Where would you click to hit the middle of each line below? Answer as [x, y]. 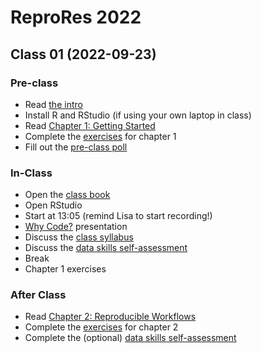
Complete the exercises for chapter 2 [101, 327]
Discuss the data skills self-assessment [106, 248]
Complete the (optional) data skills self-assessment [130, 338]
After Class [38, 295]
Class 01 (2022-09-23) [83, 54]
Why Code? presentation [76, 227]
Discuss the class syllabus [79, 237]
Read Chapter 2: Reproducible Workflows [110, 317]
